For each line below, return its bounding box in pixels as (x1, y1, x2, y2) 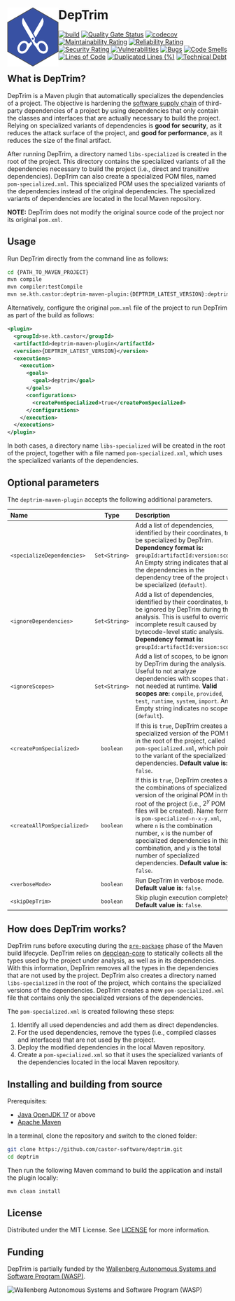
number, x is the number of (135, 829, 213, 837)
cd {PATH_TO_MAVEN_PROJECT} (7, 268, 90, 276)
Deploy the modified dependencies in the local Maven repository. (17, 1043, 206, 1052)
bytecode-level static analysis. (135, 628, 224, 635)
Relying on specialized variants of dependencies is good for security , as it (7, 121, 222, 130)
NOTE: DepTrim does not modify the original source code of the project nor (7, 207, 225, 216)
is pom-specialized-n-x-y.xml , (135, 814, 222, 822)
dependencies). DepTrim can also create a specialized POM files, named (7, 172, 217, 180)
